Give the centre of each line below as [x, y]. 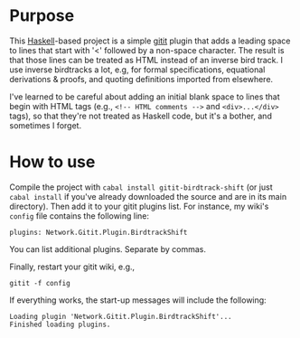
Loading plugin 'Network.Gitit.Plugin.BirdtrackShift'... [121, 316]
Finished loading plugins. [60, 324]
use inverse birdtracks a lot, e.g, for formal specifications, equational [137, 70]
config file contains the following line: [80, 216]
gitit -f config [40, 283]
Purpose [42, 16]
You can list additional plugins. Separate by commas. [108, 249]
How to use [52, 162]
